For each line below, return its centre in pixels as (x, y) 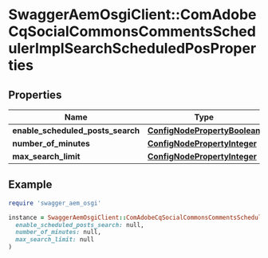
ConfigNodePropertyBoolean (204, 131)
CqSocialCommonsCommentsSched (132, 31)
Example (30, 185)
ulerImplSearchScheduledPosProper (132, 49)
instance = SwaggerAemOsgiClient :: (67, 217)
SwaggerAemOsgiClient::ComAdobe (132, 15)
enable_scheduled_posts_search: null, (80, 225)
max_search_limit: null (55, 240)
